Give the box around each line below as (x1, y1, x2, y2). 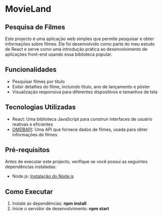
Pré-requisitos (5, 146, 50, 154)
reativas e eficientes (12, 121, 53, 127)
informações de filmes (12, 131, 58, 137)
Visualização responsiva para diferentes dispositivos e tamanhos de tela (12, 89, 158, 95)
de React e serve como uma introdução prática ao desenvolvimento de (5, 46, 148, 52)
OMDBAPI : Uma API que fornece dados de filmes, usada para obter (12, 126, 148, 132)
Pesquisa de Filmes (5, 23, 65, 31)
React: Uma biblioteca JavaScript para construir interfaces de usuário (12, 116, 153, 122)
